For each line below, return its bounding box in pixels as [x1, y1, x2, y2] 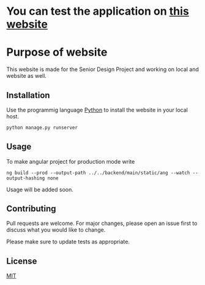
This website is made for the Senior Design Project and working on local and [6, 66, 199, 73]
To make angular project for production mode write [6, 158, 135, 165]
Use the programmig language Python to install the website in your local [6, 106, 188, 113]
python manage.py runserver [6, 124, 78, 131]
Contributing [6, 203, 56, 214]
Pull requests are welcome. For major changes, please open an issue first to [6, 219, 198, 227]
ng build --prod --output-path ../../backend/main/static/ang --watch [6, 170, 190, 176]
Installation [6, 90, 50, 101]
